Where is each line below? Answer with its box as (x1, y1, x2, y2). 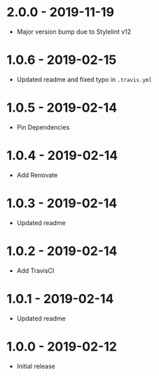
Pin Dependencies (16, 123, 70, 131)
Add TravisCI (16, 266, 55, 274)
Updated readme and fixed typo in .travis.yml (16, 75, 152, 83)
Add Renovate (16, 170, 58, 179)
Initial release (16, 362, 55, 370)
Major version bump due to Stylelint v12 (16, 27, 132, 36)
